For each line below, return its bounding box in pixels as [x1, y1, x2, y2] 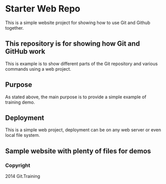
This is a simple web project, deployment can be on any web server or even [5, 127, 161, 133]
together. [5, 25, 24, 31]
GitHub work [5, 47, 45, 56]
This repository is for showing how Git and [5, 40, 140, 48]
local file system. [5, 132, 40, 138]
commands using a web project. [5, 66, 71, 72]
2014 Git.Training [5, 173, 40, 179]
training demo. [5, 99, 35, 105]
